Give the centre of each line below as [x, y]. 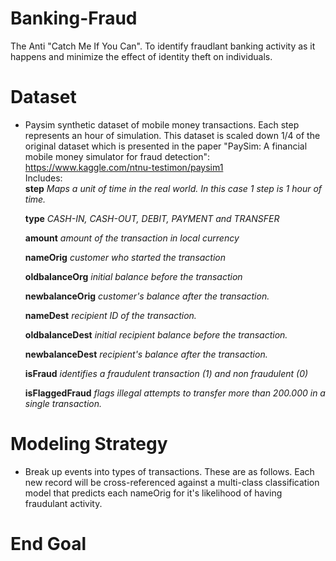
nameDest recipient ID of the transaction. [110, 315]
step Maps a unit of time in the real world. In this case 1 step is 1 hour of [173, 188]
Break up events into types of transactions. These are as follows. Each [169, 471]
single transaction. [63, 403]
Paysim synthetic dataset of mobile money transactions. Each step [162, 124]
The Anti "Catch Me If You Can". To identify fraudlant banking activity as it [163, 46]
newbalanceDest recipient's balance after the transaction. [146, 354]
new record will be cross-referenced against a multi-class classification [172, 482]
